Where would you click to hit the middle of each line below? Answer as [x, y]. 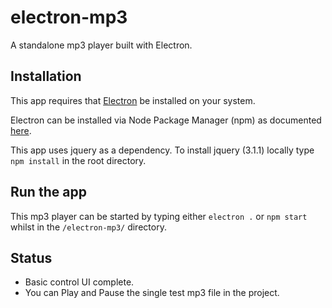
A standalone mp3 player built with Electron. [101, 45]
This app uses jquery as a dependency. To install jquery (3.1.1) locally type [162, 150]
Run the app [48, 192]
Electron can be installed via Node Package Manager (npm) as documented [166, 120]
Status [31, 257]
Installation [46, 76]
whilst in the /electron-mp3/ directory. [88, 227]
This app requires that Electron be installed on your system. [133, 100]
